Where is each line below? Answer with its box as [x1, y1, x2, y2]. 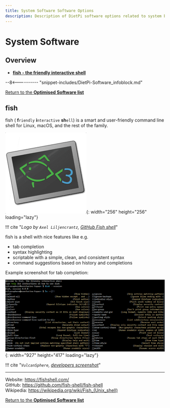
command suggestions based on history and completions [12, 260, 133, 266]
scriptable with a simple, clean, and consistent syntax [12, 255, 125, 261]
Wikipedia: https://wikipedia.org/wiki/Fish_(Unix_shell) [5, 387, 118, 393]
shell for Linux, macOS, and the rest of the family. [5, 123, 108, 129]
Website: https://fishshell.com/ [5, 377, 69, 383]
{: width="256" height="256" [86, 209, 147, 215]
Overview [5, 56, 37, 65]
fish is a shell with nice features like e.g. [5, 234, 89, 240]
